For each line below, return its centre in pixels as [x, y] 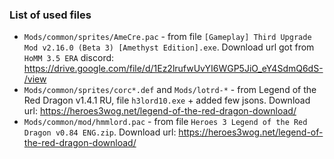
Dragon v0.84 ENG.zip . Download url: [100, 132]
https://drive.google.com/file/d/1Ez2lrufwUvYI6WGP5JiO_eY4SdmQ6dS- [173, 69]
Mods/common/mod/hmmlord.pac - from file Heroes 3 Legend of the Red [165, 122]
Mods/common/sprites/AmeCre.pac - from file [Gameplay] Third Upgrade [167, 37]
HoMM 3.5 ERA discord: [69, 58]
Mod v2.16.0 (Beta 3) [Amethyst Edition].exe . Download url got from [169, 47]
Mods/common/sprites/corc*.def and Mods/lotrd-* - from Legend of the [170, 90]
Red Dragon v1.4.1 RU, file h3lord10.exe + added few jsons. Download [167, 100]
